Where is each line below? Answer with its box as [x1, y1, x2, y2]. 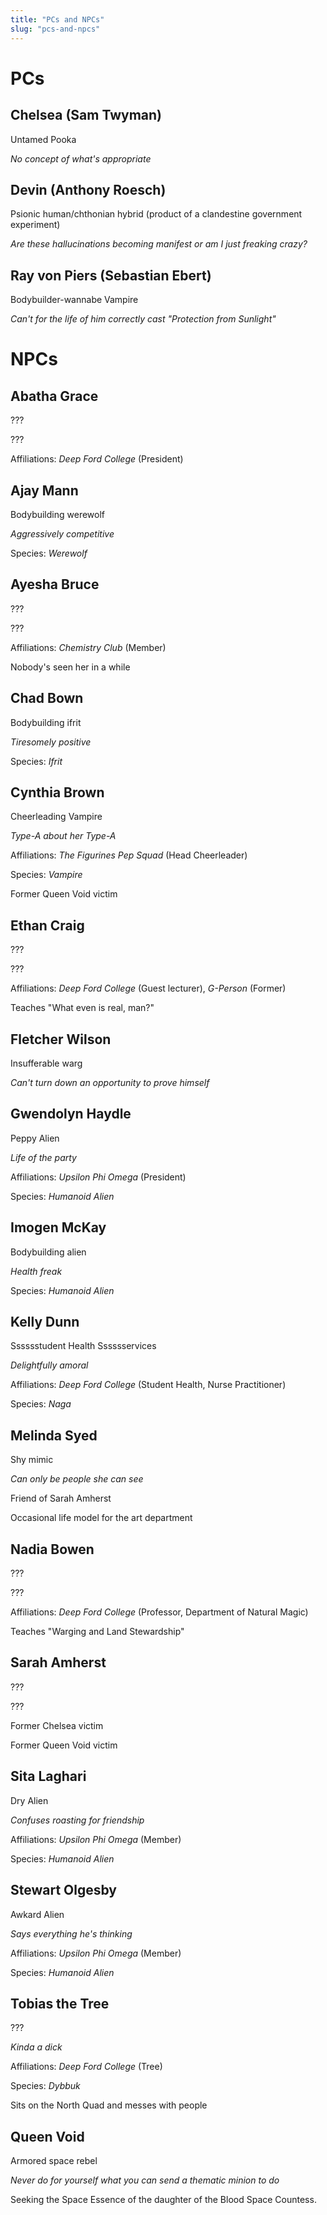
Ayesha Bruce [10, 576, 100, 593]
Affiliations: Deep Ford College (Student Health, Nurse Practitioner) [10, 1379, 287, 1391]
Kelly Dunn [10, 1314, 80, 1331]
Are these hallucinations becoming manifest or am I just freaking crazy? [10, 238, 308, 250]
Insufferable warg [10, 1057, 83, 1069]
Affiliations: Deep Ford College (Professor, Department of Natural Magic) [10, 1606, 309, 1618]
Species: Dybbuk [10, 2080, 81, 2092]
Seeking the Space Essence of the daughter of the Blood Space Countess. [10, 2194, 317, 2206]
